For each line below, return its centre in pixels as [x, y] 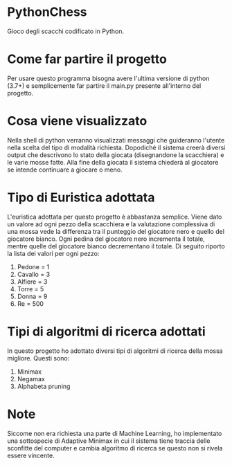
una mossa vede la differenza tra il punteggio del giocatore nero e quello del [116, 231]
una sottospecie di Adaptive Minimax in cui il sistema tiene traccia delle [109, 441]
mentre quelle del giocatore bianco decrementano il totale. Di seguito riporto [116, 246]
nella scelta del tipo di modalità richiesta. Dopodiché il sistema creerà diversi [116, 147]
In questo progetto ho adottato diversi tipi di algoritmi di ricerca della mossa [115, 351]
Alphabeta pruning [44, 386]
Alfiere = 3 [32, 282]
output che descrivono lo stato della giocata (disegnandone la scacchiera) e [116, 155]
